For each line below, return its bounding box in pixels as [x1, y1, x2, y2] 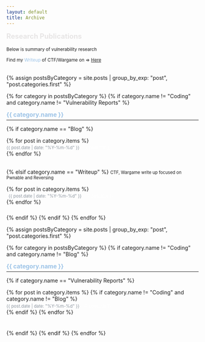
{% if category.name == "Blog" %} [6, 125, 93, 132]
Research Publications [6, 31, 82, 40]
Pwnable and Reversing [6, 174, 54, 180]
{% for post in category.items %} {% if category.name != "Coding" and [6, 289, 184, 296]
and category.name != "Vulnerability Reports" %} [6, 99, 130, 106]
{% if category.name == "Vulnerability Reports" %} [6, 277, 135, 284]
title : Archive [6, 15, 45, 21]
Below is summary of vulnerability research [6, 46, 97, 52]
